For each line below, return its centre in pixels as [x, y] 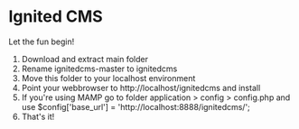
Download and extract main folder [84, 59]
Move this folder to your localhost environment [108, 78]
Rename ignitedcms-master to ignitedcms [99, 69]
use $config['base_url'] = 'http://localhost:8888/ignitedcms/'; [135, 106]
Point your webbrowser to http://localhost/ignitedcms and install [141, 88]
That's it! [38, 116]
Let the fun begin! [42, 41]
